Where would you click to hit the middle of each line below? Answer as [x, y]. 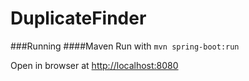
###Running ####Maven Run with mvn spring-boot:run [125, 46]
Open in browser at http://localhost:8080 [94, 65]
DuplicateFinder [78, 18]
